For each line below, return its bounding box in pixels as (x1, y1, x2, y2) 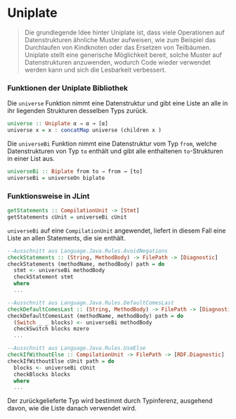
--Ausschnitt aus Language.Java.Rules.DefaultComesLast (7, 299, 174, 307)
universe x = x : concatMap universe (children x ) (7, 127, 162, 134)
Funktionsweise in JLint (7, 191, 90, 201)
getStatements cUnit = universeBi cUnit (7, 213, 128, 221)
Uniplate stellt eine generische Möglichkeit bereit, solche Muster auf (24, 51, 223, 59)
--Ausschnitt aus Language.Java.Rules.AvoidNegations (7, 247, 169, 254)
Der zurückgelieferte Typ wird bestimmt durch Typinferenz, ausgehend (7, 397, 213, 405)
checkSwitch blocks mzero (13, 325, 90, 333)
